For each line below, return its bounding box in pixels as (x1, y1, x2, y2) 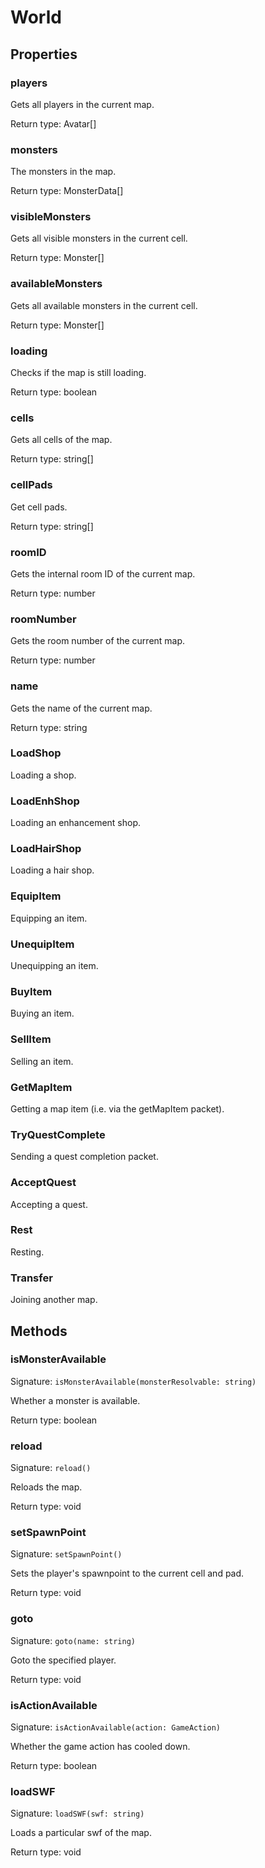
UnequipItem (10, 937, 75, 951)
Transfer (10, 1271, 53, 1285)
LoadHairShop (10, 842, 82, 856)
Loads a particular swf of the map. (10, 1827, 152, 1839)
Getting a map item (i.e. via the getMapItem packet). (10, 1102, 225, 1115)
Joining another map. (10, 1294, 98, 1306)
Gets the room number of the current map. (10, 635, 186, 647)
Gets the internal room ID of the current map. (10, 567, 196, 580)
